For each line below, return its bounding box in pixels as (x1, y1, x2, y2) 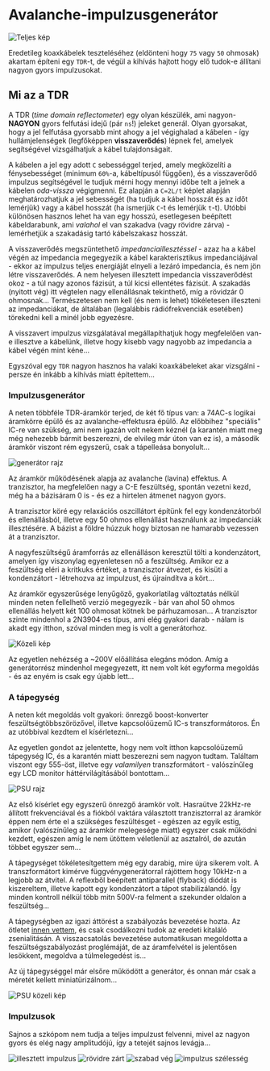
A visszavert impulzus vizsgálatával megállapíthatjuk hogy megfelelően (8, 328, 245, 338)
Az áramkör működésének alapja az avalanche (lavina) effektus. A (8, 473, 227, 483)
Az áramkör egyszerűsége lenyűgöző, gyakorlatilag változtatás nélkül (8, 589, 239, 598)
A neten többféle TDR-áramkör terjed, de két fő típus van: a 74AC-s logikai (8, 408, 255, 418)
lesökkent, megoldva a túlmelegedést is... (8, 951, 147, 961)
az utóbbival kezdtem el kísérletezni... (8, 727, 134, 737)
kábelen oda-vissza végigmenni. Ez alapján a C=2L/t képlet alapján (8, 185, 231, 195)
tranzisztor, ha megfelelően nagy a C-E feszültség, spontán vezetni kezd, (8, 482, 251, 492)
